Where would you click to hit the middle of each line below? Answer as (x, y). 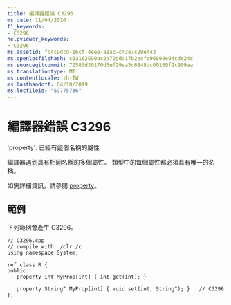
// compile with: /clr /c (44, 246)
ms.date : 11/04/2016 (37, 20)
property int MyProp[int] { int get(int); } (82, 277)
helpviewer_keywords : (38, 39)
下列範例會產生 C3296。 (42, 227)
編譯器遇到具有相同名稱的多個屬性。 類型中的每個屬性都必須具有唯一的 (108, 163)
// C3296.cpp (26, 240)
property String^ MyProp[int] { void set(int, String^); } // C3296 (120, 289)
